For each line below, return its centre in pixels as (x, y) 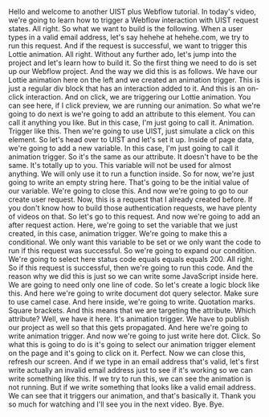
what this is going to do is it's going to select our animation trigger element (132, 344)
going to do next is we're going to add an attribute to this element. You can (132, 114)
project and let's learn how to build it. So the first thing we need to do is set (132, 63)
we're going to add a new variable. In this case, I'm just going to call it (124, 148)
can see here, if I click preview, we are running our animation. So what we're (134, 105)
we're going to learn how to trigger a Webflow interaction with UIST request (133, 20)
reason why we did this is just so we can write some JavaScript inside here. (133, 276)
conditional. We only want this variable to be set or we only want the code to (134, 242)
